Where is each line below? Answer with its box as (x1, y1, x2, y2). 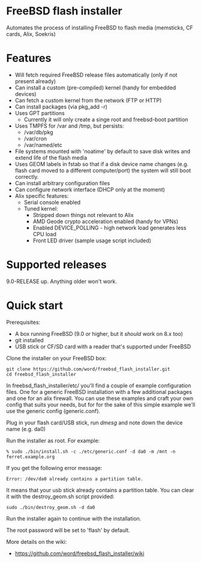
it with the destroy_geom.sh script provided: (6, 493, 115, 500)
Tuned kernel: (23, 205, 58, 212)
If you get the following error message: (6, 464, 103, 471)
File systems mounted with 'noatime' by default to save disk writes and (14, 147, 191, 155)
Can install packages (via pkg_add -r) (14, 103, 108, 110)
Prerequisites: (6, 318, 41, 326)
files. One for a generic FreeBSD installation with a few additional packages (6, 388, 192, 395)
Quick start (6, 299, 63, 312)
